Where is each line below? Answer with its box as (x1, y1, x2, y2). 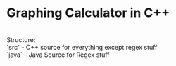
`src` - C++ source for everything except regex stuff (6, 43, 158, 51)
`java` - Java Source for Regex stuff (6, 51, 110, 59)
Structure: (6, 35, 36, 44)
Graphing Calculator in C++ (6, 5, 170, 21)
